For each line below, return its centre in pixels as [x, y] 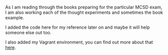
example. [15, 18]
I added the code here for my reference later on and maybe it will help [77, 27]
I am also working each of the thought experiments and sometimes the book [84, 12]
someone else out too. [28, 32]
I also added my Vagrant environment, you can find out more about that [79, 42]
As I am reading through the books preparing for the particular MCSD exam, [84, 7]
